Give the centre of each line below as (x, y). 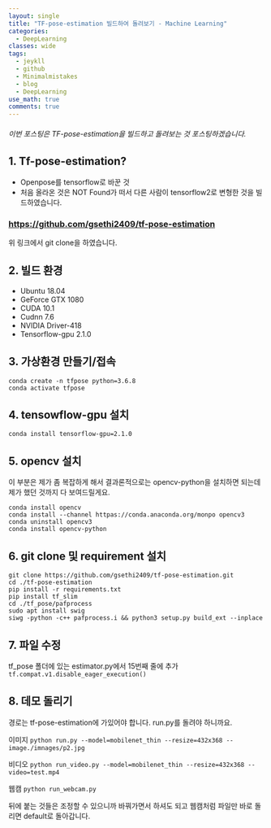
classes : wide (32, 46)
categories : (28, 31)
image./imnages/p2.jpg (47, 748)
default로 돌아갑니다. (57, 816)
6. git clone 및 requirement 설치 (87, 556)
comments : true (34, 107)
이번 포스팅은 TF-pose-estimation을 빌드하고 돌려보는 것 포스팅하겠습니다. (127, 133)
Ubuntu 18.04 (43, 290)
